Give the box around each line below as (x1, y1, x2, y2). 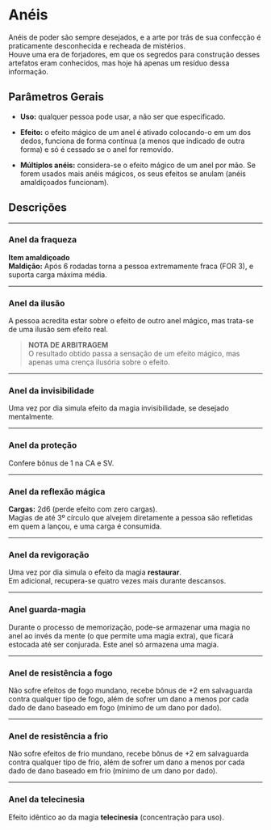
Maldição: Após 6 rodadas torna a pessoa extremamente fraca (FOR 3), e (8, 261, 254, 271)
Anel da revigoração (8, 549, 90, 560)
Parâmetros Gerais (8, 91, 105, 104)
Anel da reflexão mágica (8, 486, 106, 497)
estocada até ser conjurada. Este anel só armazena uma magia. (8, 639, 219, 649)
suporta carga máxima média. (8, 269, 107, 280)
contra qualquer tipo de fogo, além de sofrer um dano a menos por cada (8, 693, 249, 704)
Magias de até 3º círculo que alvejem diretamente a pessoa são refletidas (8, 513, 253, 523)
